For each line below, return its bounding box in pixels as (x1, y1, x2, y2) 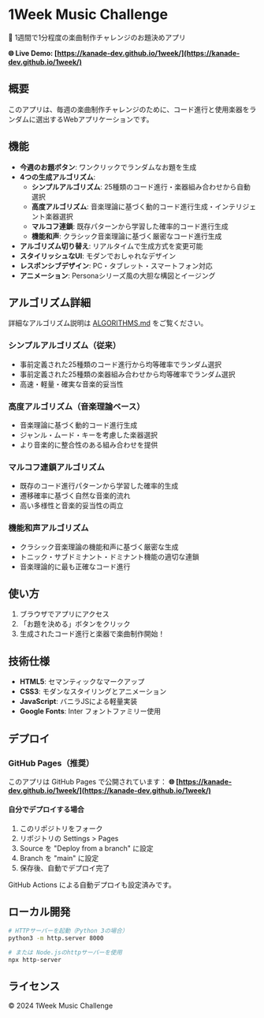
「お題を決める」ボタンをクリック (19, 619, 131, 629)
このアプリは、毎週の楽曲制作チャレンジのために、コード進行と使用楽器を (8, 104, 250, 114)
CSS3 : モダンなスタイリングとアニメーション (19, 687, 167, 696)
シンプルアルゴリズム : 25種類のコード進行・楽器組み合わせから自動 (31, 182, 251, 191)
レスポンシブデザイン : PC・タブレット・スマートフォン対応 (19, 260, 213, 270)
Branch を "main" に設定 (19, 854, 99, 863)
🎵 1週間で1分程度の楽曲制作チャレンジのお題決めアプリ (8, 32, 187, 42)
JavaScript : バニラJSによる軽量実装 (19, 697, 138, 706)
